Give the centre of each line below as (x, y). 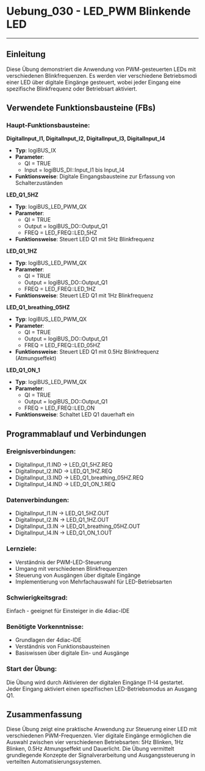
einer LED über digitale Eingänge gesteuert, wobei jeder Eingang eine (94, 82)
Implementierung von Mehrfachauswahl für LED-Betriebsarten (94, 581)
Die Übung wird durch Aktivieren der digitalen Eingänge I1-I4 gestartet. (95, 682)
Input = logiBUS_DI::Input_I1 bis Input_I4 (74, 170)
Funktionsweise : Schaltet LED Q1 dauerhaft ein (75, 415)
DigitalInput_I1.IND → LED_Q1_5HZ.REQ (64, 465)
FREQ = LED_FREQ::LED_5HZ (61, 233)
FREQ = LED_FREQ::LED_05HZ (62, 345)
